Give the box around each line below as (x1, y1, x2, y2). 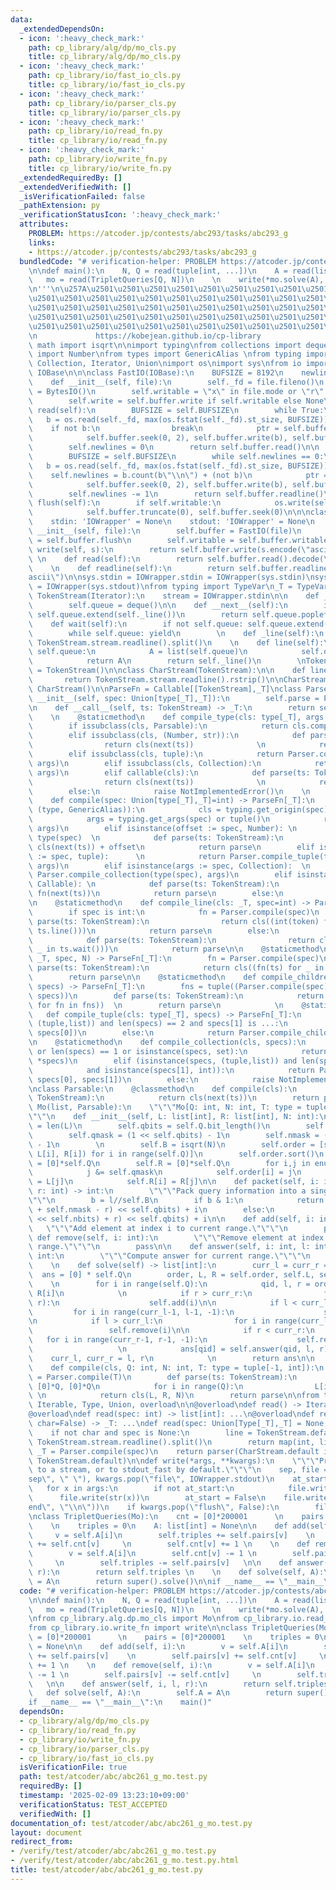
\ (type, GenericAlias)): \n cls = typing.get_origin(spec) (28, 805, 329, 815)
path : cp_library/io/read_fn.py (28, 126, 163, 136)
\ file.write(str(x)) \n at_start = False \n (28, 1493, 267, 1503)
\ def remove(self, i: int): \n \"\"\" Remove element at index (28, 1232, 325, 1243)
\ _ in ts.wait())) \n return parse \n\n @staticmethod (28, 944, 320, 955)
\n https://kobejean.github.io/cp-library (28, 331, 262, 341)
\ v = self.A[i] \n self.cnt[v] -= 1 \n (28, 1549, 257, 1559)
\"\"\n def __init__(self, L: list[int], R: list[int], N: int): (28, 1112, 320, 1122)
